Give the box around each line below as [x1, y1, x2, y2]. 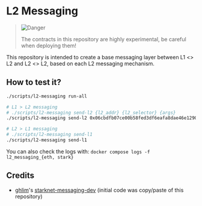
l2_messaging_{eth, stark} [6, 154, 74, 160]
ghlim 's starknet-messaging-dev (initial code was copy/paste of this [14, 186, 184, 193]
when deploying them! [20, 42, 77, 49]
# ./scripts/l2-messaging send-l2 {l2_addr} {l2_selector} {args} [6, 110, 176, 116]
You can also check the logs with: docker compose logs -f [6, 148, 150, 155]
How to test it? [6, 77, 61, 87]
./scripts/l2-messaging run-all [6, 93, 87, 99]
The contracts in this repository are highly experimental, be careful [20, 35, 186, 43]
